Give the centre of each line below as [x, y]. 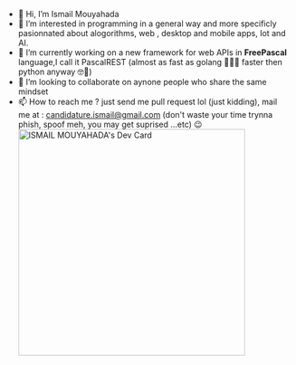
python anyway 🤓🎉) [55, 72]
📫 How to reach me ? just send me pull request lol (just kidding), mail [148, 101]
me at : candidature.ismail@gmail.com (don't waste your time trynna [145, 115]
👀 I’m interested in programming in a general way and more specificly [148, 24]
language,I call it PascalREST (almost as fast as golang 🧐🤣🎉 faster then [150, 62]
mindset [33, 91]
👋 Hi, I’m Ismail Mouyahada [68, 14]
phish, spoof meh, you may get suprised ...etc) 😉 [110, 124]
